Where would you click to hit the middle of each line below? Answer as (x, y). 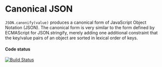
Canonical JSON (39, 9)
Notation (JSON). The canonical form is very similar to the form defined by (80, 27)
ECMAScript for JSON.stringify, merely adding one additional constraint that (81, 33)
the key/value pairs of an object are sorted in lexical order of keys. (71, 38)
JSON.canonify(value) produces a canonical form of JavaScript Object (76, 22)
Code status (18, 49)
